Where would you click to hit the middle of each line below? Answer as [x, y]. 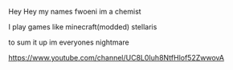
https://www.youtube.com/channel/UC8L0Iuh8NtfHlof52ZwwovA [117, 58]
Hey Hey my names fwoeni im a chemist [75, 12]
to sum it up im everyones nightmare [69, 42]
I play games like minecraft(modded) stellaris [83, 27]
